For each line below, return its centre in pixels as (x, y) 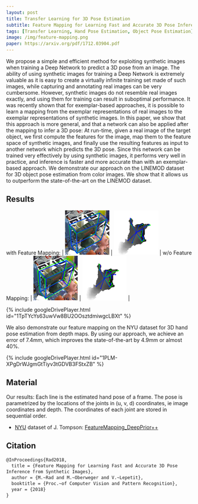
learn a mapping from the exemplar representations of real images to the (94, 112)
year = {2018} (29, 490)
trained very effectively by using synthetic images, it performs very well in (96, 156)
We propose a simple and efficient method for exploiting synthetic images (96, 61)
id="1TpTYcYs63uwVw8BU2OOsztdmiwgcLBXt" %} (69, 316)
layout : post (22, 12)
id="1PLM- (105, 357)
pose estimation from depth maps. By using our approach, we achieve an (95, 334)
